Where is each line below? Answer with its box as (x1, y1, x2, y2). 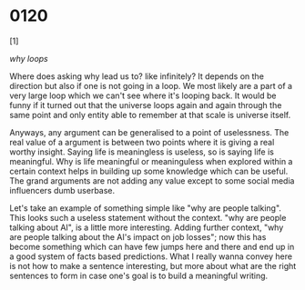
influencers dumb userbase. (9, 185, 116, 195)
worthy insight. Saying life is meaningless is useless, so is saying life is (9, 146, 275, 157)
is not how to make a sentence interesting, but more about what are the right (9, 260, 297, 271)
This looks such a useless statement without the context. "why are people (9, 212, 287, 223)
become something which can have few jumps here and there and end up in (9, 241, 295, 252)
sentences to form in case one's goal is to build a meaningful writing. (9, 270, 269, 281)
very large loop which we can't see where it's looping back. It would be (9, 90, 277, 101)
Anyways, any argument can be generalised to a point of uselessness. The (9, 126, 290, 137)
